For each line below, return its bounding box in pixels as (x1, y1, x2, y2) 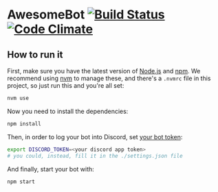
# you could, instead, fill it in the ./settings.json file (7, 152, 184, 159)
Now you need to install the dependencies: (7, 107, 129, 115)
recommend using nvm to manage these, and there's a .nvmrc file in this (7, 74, 211, 82)
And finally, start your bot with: (7, 165, 94, 173)
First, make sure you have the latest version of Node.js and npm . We (7, 67, 201, 75)
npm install (7, 120, 41, 127)
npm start (7, 178, 36, 185)
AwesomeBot (7, 7, 85, 23)
